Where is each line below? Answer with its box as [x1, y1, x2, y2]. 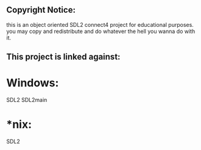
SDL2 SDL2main [6, 96, 48, 104]
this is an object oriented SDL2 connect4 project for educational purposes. [6, 21, 194, 28]
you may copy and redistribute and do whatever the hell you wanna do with [6, 27, 196, 35]
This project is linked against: [6, 52, 121, 62]
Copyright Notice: [6, 5, 76, 15]
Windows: [6, 76, 59, 90]
